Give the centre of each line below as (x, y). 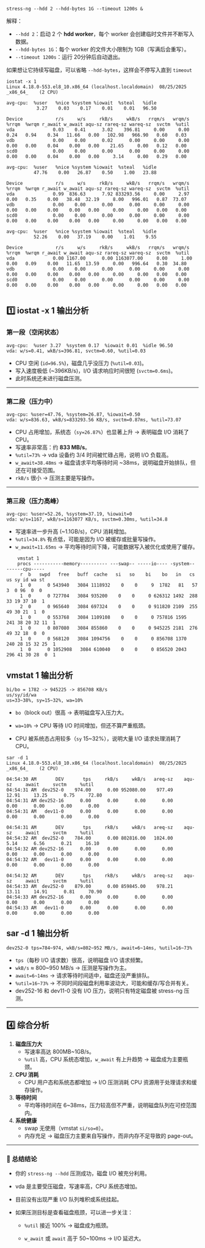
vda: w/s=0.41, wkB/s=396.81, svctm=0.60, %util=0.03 (76, 351)
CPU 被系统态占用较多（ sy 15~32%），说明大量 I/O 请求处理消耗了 (98, 739)
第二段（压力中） (31, 401)
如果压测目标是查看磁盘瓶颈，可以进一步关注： (74, 1212)
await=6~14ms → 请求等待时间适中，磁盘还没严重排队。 (84, 975)
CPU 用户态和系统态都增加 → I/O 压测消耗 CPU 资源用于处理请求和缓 (110, 1082)
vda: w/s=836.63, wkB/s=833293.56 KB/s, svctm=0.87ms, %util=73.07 (94, 419)
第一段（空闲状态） (34, 333)
